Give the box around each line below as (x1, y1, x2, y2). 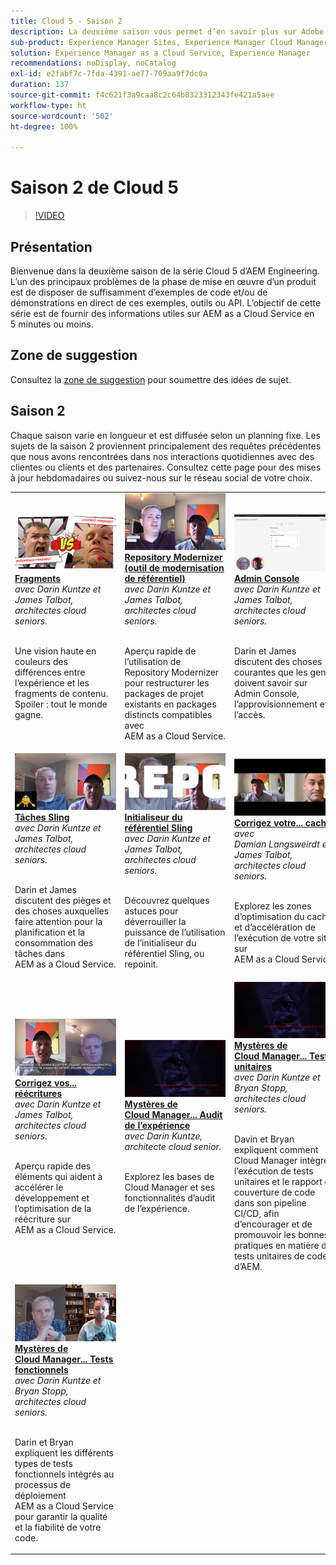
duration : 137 (10, 80, 70, 90)
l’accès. (234, 709, 266, 721)
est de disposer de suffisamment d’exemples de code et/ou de (10, 286, 268, 298)
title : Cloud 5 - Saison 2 (10, 16, 123, 26)
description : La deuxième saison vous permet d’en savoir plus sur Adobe (10, 26, 325, 37)
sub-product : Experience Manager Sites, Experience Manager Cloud (10, 37, 293, 47)
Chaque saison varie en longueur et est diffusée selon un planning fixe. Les (10, 429, 321, 441)
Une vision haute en (14, 645, 97, 657)
